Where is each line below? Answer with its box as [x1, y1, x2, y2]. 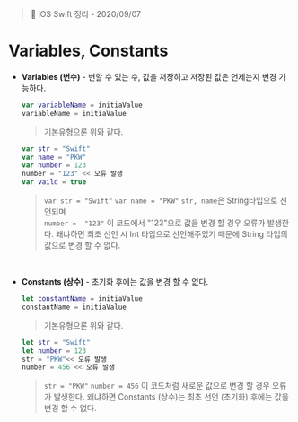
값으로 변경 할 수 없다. [43, 240, 121, 251]
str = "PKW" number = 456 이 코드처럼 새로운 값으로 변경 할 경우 [43, 381, 270, 391]
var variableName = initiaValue [21, 101, 143, 110]
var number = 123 [21, 161, 87, 170]
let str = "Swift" [21, 338, 91, 347]
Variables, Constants [8, 40, 169, 61]
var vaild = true [21, 178, 87, 187]
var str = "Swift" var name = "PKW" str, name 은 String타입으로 [43, 195, 278, 206]
